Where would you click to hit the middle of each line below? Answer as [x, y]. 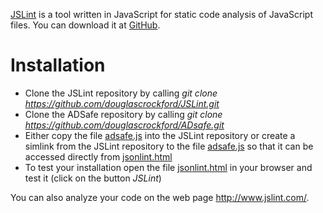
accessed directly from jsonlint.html [98, 156]
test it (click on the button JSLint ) [93, 178]
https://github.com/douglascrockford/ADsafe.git [124, 125]
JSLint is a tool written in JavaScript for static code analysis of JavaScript [162, 14]
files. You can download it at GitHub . [85, 25]
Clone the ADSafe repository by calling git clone [123, 114]
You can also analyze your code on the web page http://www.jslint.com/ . [160, 197]
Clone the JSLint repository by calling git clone [121, 93]
